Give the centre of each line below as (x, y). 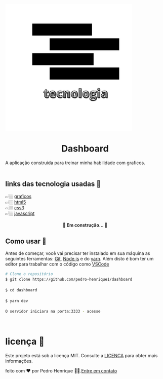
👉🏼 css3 (15, 207)
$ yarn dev (17, 301)
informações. (19, 361)
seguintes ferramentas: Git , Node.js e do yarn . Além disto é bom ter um (79, 259)
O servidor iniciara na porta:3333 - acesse (53, 312)
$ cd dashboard (21, 290)
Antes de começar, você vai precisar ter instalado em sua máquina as (78, 253)
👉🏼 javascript (20, 213)
